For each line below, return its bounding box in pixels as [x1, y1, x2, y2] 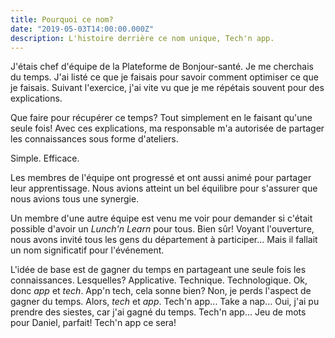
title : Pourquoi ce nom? [10, 14, 114, 25]
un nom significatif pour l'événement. [10, 244, 165, 256]
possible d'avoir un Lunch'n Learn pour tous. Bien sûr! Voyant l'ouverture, [10, 223, 315, 235]
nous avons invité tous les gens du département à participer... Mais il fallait [10, 234, 318, 246]
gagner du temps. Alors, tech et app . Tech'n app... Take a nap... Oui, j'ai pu [10, 296, 320, 308]
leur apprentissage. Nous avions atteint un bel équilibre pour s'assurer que [10, 182, 318, 195]
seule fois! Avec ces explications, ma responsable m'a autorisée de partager [10, 122, 325, 135]
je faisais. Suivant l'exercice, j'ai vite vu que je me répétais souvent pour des [10, 82, 325, 94]
